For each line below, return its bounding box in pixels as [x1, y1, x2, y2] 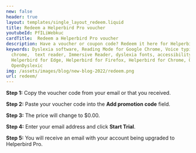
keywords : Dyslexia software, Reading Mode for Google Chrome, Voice [6, 47, 179, 52]
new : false [6, 8, 33, 15]
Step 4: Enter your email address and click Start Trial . [6, 123, 136, 130]
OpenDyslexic [11, 62, 43, 69]
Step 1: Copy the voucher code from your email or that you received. [6, 90, 171, 97]
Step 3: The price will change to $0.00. [6, 112, 100, 119]
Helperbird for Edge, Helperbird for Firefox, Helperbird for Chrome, [11, 57, 187, 63]
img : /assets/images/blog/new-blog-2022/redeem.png [6, 68, 134, 74]
